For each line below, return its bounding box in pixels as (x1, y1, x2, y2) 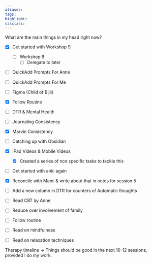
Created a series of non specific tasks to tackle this (19, 158, 124, 164)
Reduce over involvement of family (12, 207, 83, 213)
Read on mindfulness (12, 227, 56, 233)
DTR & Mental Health (12, 109, 55, 115)
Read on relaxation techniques (12, 237, 74, 243)
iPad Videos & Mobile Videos (12, 148, 71, 154)
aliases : (5, 7, 23, 12)
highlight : (5, 16, 28, 21)
